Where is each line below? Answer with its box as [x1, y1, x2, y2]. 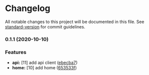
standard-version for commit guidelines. [5, 24, 85, 29]
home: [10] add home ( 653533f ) [12, 65, 77, 71]
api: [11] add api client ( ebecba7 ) [12, 60, 78, 65]
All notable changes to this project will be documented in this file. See [5, 19, 145, 25]
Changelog [5, 3, 50, 14]
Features [5, 49, 27, 55]
